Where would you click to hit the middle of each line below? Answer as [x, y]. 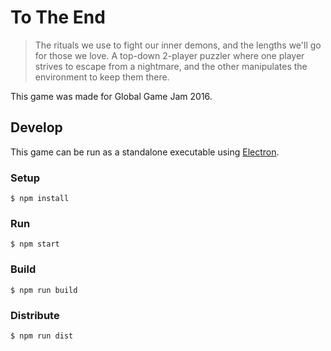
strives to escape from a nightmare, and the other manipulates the [171, 66]
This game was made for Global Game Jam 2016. [111, 96]
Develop [36, 127]
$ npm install [40, 199]
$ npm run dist [42, 336]
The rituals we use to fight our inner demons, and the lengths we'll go [178, 45]
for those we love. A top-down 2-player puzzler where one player [169, 55]
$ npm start [35, 244]
